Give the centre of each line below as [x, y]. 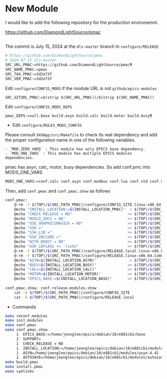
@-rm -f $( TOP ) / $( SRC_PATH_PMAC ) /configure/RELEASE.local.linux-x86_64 [90, 251]
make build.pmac [22, 362]
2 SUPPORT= [29, 339]
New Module [32, 9]
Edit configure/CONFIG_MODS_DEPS [39, 106]
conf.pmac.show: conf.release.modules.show [51, 288]
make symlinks [20, 372]
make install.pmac [24, 367]
